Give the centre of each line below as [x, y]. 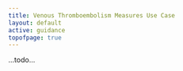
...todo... [22, 60]
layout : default [35, 23]
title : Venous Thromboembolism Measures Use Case [92, 15]
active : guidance [37, 30]
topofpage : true [35, 37]
